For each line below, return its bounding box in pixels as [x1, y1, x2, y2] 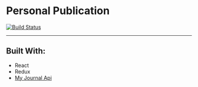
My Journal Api [14, 74, 52, 81]
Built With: [6, 46, 46, 56]
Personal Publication [6, 4, 110, 18]
